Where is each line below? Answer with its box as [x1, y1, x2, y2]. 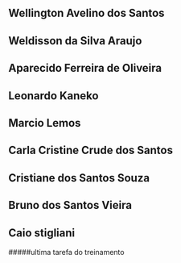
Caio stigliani [8, 226, 76, 240]
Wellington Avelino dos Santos [8, 6, 165, 20]
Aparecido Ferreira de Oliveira [8, 61, 162, 75]
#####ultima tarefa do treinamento [8, 247, 125, 257]
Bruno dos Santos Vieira [8, 198, 133, 212]
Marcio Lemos [8, 116, 81, 130]
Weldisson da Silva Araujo [8, 34, 142, 48]
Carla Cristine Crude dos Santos [8, 144, 173, 157]
